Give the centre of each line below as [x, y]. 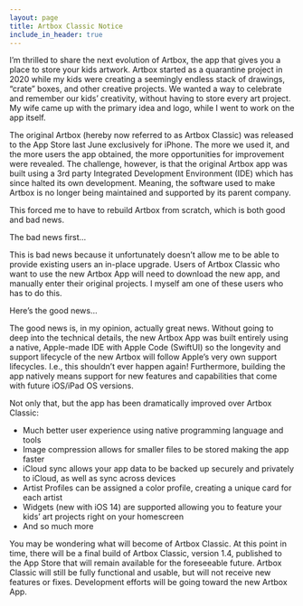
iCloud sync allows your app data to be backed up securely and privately [158, 469]
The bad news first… [48, 238]
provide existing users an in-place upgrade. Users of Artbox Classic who [145, 265]
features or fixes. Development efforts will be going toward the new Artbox [148, 583]
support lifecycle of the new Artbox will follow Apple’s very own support [143, 357]
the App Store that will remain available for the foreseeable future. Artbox [146, 563]
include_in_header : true [56, 34]
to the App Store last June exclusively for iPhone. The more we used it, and [150, 145]
